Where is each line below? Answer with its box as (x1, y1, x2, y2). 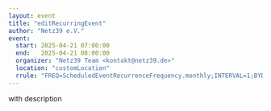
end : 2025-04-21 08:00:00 (15, 49, 110, 57)
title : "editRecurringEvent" (8, 19, 106, 27)
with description (8, 93, 62, 103)
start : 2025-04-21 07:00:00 (15, 42, 110, 50)
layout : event (8, 11, 56, 20)
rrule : (15, 72, 38, 80)
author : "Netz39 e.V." (8, 27, 85, 35)
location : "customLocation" (15, 64, 110, 72)
